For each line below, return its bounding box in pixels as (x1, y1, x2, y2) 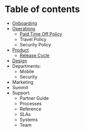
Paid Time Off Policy (19, 31, 63, 37)
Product (12, 47, 29, 53)
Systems (19, 116, 38, 122)
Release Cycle (19, 52, 50, 58)
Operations (12, 25, 36, 31)
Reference (19, 106, 41, 112)
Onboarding (12, 20, 37, 26)
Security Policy (19, 41, 52, 47)
